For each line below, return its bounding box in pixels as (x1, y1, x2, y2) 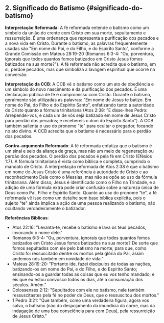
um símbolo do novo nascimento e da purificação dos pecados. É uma (5, 86, 147, 92)
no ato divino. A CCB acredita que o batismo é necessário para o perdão (5, 128, 151, 134)
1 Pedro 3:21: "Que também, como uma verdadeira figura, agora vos (12, 297, 149, 303)
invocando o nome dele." (12, 229, 63, 235)
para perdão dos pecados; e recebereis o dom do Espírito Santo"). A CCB (5, 117, 154, 123)
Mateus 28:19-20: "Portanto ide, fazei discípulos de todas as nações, (12, 261, 152, 267)
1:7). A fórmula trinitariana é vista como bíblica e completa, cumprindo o (5, 158, 150, 164)
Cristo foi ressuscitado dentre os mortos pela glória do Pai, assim (12, 250, 144, 256)
